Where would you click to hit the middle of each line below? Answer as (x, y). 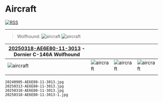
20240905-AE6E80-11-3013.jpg (34, 82)
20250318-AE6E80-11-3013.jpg (34, 90)
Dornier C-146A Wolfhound (47, 54)
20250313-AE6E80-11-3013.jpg (34, 86)
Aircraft (21, 9)
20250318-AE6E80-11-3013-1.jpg (37, 95)
